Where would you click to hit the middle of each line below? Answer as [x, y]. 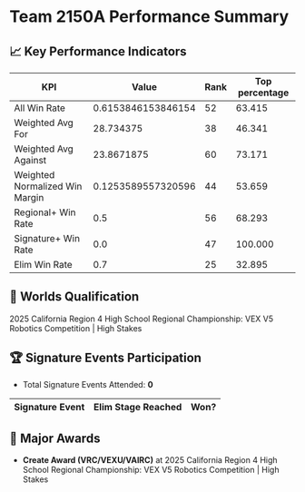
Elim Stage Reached [138, 407]
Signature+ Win [47, 238]
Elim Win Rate [43, 265]
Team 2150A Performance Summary [149, 17]
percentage [263, 93]
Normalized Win [48, 186]
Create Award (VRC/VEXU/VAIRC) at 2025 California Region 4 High [150, 460]
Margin [29, 197]
